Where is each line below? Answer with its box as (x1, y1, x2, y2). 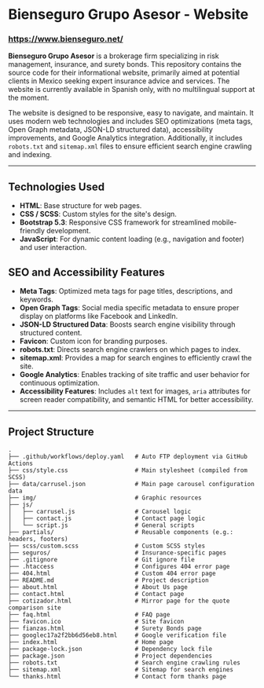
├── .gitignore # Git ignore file (8, 555, 195, 563)
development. (46, 226, 91, 236)
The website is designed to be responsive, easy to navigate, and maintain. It (8, 108, 254, 118)
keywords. (19, 295, 53, 304)
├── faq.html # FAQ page (8, 610, 170, 618)
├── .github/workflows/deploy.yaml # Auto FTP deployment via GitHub (8, 452, 247, 460)
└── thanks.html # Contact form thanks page (8, 672, 226, 680)
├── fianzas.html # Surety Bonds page (8, 624, 202, 632)
